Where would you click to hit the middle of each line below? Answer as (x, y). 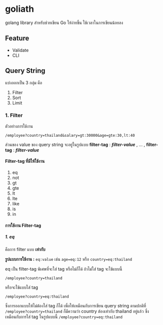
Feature (17, 38)
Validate (20, 50)
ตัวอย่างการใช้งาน (19, 126)
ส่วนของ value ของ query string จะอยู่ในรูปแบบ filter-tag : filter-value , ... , (75, 144)
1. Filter (14, 115)
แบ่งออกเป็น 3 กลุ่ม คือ (24, 82)
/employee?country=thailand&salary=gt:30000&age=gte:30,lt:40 (70, 135)
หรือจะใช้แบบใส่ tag (22, 287)
